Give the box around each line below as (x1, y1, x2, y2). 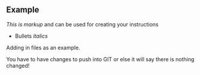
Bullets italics (14, 32, 48, 40)
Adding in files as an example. (6, 44, 81, 51)
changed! (6, 62, 30, 69)
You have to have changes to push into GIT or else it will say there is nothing (6, 55, 195, 62)
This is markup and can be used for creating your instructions (6, 20, 159, 28)
